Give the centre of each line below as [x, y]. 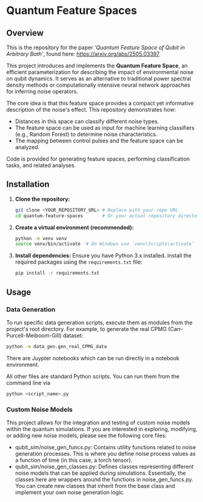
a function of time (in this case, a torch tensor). [74, 460]
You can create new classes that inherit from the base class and [95, 486]
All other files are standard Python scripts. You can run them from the [93, 376]
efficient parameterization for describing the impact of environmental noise [100, 72]
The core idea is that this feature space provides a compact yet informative [100, 103]
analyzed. [27, 147]
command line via [28, 383]
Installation [28, 185]
